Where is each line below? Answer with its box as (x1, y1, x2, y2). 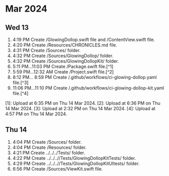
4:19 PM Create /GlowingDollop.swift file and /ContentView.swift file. (12, 36, 155, 42)
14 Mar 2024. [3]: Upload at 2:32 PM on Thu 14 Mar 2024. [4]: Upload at (5, 106, 156, 111)
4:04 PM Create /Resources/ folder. (12, 144, 87, 150)
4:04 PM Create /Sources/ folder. (12, 139, 82, 145)
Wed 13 (5, 23, 29, 32)
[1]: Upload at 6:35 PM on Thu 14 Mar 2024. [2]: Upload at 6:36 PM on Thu (5, 100, 160, 106)
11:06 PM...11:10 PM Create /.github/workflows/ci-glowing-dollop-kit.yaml (12, 85, 164, 91)
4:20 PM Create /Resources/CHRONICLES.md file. (12, 42, 118, 48)
